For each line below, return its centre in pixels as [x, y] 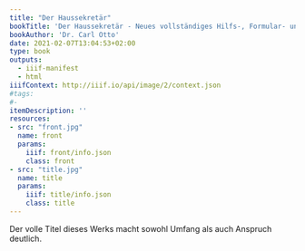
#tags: [22, 93]
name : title [40, 178]
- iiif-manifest [48, 69]
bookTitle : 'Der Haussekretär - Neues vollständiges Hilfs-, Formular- [148, 26]
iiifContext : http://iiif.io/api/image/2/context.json [115, 85]
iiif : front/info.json [69, 152]
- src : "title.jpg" [46, 169]
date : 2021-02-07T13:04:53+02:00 [73, 43]
